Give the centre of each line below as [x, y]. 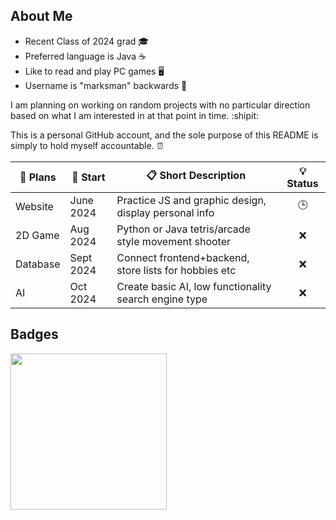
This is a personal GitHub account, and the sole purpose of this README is [164, 135]
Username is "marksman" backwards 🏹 [106, 85]
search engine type [162, 299]
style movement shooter [174, 241]
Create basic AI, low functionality [194, 286]
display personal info [165, 212]
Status [302, 183]
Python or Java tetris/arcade [183, 229]
